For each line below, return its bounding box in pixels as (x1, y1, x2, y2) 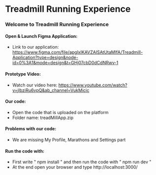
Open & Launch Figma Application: (5, 33, 78, 39)
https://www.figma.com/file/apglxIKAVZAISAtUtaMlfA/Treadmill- (12, 49, 143, 55)
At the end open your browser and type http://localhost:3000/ (12, 164, 138, 170)
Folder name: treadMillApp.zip (12, 115, 74, 120)
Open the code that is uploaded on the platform (12, 109, 109, 115)
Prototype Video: (5, 71, 41, 77)
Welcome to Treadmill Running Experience (5, 21, 109, 28)
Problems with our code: (5, 126, 57, 132)
